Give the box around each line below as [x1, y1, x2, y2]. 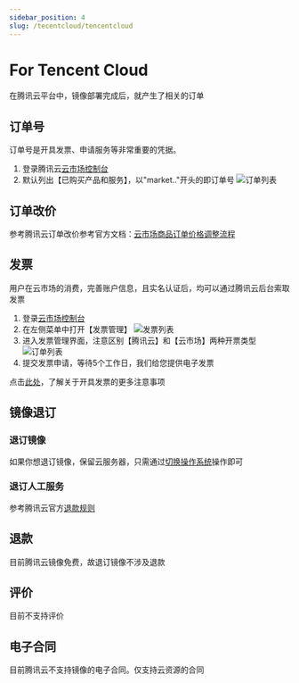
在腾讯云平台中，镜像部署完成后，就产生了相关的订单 [9, 90, 205, 101]
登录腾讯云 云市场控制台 [21, 163, 109, 174]
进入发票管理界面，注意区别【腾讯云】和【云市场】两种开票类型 [21, 335, 256, 346]
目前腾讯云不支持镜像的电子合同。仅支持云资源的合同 [9, 664, 205, 675]
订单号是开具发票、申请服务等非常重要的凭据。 [9, 145, 181, 155]
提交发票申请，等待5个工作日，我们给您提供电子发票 [21, 357, 215, 368]
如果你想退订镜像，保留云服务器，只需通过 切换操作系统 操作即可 [9, 456, 243, 467]
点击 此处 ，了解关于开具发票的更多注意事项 [9, 376, 166, 387]
